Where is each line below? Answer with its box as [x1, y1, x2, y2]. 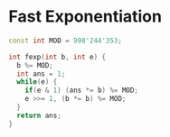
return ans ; [16, 111, 62, 120]
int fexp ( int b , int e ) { [8, 52, 106, 61]
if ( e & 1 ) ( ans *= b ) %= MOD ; [24, 86, 139, 96]
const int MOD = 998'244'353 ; [8, 36, 123, 45]
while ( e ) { [16, 78, 58, 87]
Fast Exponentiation [8, 6, 162, 27]
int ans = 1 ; [16, 69, 66, 78]
